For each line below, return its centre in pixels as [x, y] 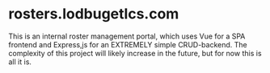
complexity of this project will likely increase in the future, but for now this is [135, 53]
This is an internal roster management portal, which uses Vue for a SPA [127, 36]
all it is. [20, 62]
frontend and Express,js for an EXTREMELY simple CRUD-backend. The [128, 44]
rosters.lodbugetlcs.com [94, 14]
